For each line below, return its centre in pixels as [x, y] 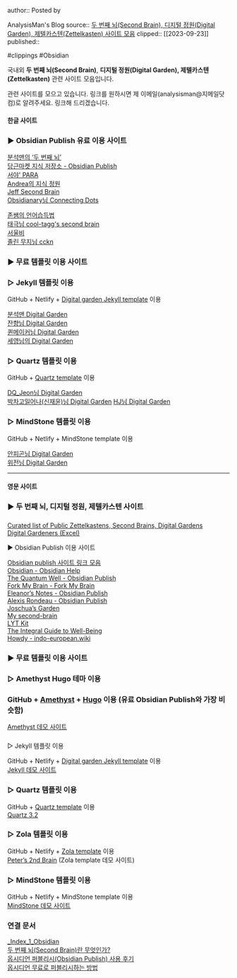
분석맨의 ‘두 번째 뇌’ [35, 157]
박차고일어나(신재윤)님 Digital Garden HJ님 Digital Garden [89, 402]
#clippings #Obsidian [38, 55]
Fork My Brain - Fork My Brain [51, 586]
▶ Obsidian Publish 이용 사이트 [51, 547]
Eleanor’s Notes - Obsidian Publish [57, 593]
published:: [24, 41]
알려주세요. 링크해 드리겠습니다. [66, 103]
